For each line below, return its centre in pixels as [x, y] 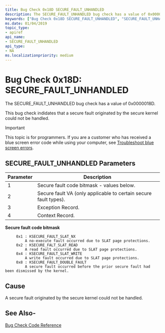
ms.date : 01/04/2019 [26, 23]
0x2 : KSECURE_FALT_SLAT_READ [47, 245]
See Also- [20, 313]
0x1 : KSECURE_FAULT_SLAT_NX [46, 237]
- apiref [14, 32]
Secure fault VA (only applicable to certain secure [95, 194]
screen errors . [19, 148]
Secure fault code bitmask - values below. [86, 186]
